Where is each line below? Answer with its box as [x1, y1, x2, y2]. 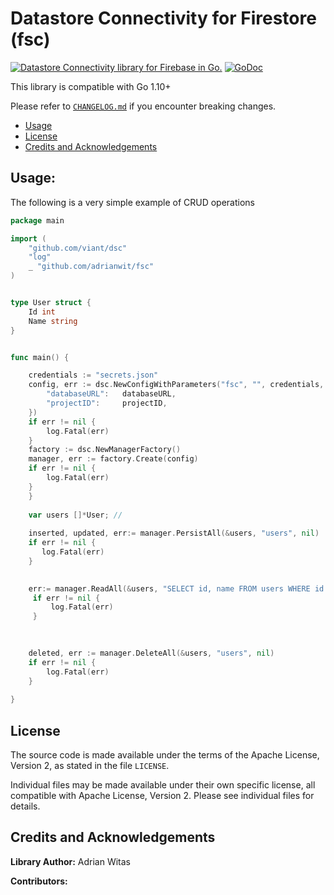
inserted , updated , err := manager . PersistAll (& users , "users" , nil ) [28, 528, 320, 539]
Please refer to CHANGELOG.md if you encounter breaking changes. [10, 100, 277, 112]
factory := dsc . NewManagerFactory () [28, 445, 182, 455]
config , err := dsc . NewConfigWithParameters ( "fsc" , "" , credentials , [28, 380, 325, 390]
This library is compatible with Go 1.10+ [10, 80, 172, 92]
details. [10, 800, 41, 812]
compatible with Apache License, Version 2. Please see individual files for [10, 789, 315, 801]
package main [10, 215, 65, 226]
